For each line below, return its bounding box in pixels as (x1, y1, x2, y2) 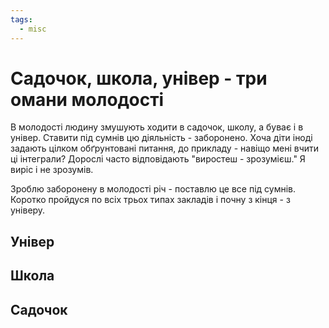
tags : (10, 14, 33, 25)
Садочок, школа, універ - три (10, 67, 268, 90)
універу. (10, 204, 46, 216)
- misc (19, 24, 47, 34)
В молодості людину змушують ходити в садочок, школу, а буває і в (10, 121, 304, 133)
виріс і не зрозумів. (10, 164, 94, 176)
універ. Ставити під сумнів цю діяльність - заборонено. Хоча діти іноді (10, 132, 313, 144)
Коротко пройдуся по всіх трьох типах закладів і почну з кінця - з (10, 194, 291, 206)
